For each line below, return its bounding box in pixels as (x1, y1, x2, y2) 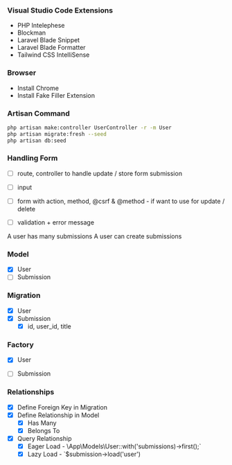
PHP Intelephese (17, 21, 65, 30)
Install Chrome (17, 84, 59, 92)
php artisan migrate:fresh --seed (7, 130, 107, 137)
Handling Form (7, 153, 58, 163)
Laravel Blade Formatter (17, 44, 86, 52)
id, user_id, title (27, 322, 71, 331)
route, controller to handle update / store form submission (17, 169, 182, 177)
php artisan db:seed (7, 137, 67, 144)
